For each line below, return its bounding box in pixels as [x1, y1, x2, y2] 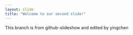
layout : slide [5, 7, 34, 12]
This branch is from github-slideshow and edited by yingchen [5, 24, 129, 30]
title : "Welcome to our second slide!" [5, 12, 86, 16]
